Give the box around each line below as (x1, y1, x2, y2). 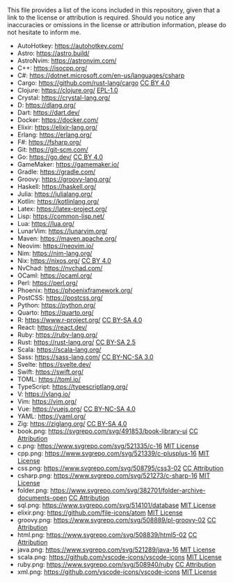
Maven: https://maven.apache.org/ (17, 234, 117, 243)
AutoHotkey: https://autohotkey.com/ (17, 42, 124, 50)
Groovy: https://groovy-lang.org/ (17, 175, 111, 183)
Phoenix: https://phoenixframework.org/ (17, 286, 133, 294)
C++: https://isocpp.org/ (17, 64, 88, 72)
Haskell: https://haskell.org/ (17, 183, 97, 190)
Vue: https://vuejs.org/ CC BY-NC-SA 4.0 (17, 404, 136, 413)
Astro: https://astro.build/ (17, 49, 90, 57)
